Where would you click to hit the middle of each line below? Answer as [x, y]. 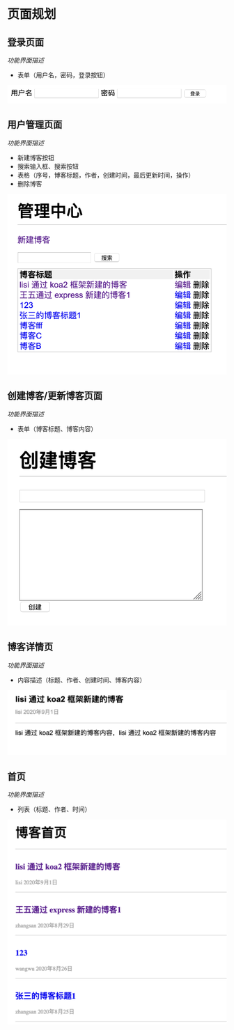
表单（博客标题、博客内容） [57, 428]
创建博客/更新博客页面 [55, 396]
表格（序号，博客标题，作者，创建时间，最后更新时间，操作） [106, 175]
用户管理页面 [35, 125]
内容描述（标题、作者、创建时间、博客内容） [81, 680]
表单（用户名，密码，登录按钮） [63, 75]
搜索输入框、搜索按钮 [48, 166]
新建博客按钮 [36, 157]
